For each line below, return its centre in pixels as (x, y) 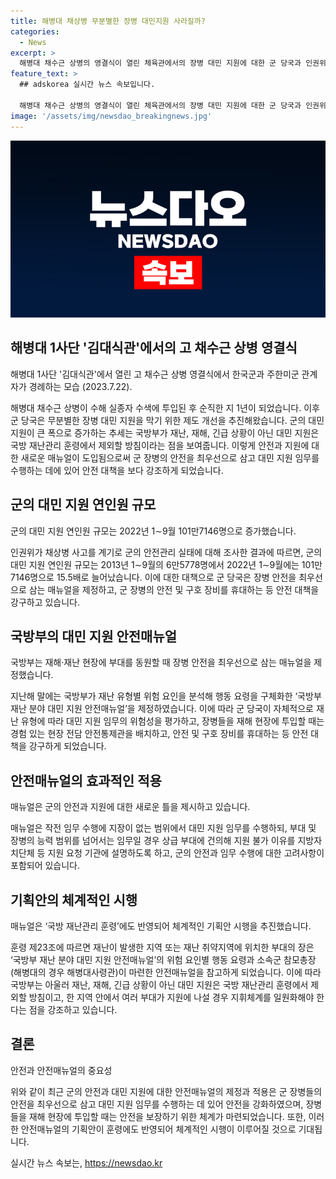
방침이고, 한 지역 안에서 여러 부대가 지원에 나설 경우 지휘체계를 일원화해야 (171, 997)
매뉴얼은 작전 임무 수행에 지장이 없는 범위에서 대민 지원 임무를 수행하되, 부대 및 (163, 828)
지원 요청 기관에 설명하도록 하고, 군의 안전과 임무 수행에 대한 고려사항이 (186, 853)
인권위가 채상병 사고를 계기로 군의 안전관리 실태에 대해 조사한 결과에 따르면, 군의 (166, 552)
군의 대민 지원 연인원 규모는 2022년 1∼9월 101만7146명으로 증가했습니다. (153, 531)
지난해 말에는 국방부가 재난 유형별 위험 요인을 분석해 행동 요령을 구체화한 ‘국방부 (166, 696)
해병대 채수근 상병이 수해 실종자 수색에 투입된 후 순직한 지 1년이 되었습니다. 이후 (165, 407)
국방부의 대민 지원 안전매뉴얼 (94, 636)
